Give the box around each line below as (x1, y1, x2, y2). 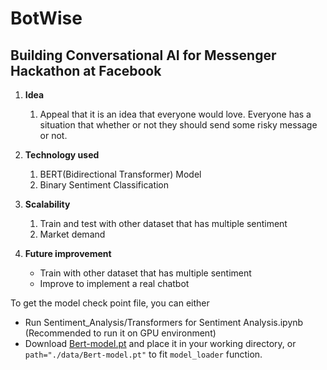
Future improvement (24, 248, 112, 259)
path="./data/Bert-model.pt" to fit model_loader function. (24, 348, 263, 360)
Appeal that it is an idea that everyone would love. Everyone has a (39, 108, 312, 120)
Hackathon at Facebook (10, 62, 162, 79)
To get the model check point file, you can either (10, 297, 210, 309)
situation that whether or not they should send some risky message (39, 119, 318, 131)
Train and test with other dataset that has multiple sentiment (39, 218, 288, 229)
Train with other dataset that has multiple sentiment (39, 267, 252, 279)
